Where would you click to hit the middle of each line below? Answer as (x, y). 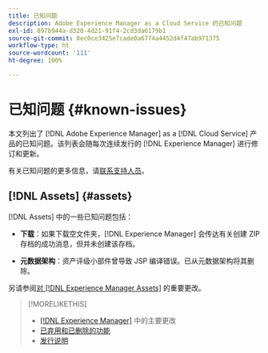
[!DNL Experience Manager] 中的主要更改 (108, 320)
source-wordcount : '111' (50, 53)
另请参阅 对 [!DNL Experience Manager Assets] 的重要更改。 (107, 288)
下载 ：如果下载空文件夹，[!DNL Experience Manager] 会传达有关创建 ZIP (140, 233)
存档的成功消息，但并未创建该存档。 (80, 243)
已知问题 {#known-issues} (98, 110)
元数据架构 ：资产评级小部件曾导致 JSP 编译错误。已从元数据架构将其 (134, 261)
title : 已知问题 (33, 16)
